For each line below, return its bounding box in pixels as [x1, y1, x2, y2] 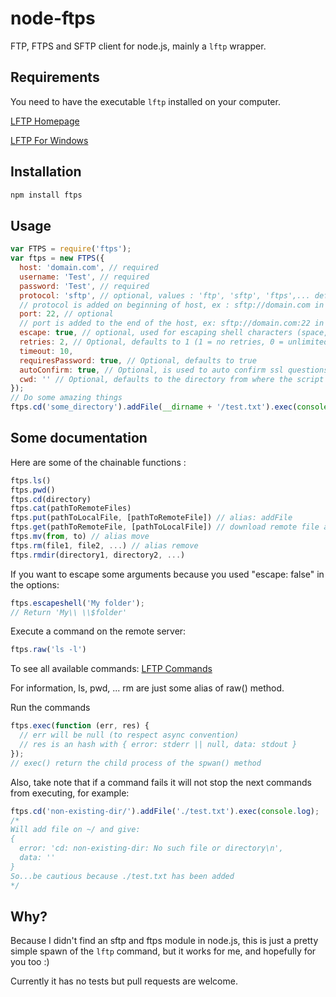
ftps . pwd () [10, 485, 56, 495]
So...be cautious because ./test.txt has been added [10, 871, 235, 881]
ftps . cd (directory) [10, 494, 92, 504]
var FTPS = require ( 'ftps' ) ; [10, 244, 132, 254]
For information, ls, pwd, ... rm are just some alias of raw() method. [10, 682, 285, 694]
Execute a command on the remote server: [10, 625, 187, 637]
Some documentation [10, 430, 148, 447]
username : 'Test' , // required [19, 272, 150, 282]
